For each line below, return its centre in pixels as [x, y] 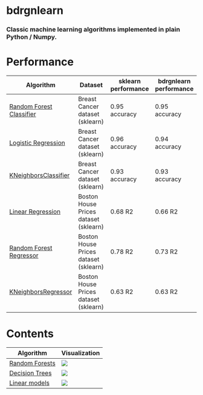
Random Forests [32, 363]
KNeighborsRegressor [41, 292]
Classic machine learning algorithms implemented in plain [93, 30]
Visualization [81, 353]
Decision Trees [31, 373]
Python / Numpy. [32, 37]
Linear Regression [35, 212]
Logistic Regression [37, 143]
